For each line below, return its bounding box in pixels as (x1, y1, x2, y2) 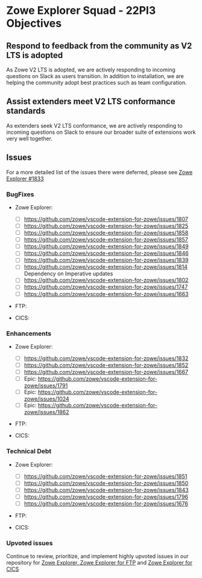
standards (6, 106, 46, 116)
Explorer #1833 (6, 175, 44, 182)
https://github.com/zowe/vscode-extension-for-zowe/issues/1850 (24, 479, 189, 487)
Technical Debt (6, 447, 52, 456)
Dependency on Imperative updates (24, 270, 113, 277)
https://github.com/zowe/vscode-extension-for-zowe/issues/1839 (24, 257, 189, 264)
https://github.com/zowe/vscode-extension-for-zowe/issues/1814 (24, 263, 188, 271)
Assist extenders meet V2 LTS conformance (6, 96, 176, 107)
